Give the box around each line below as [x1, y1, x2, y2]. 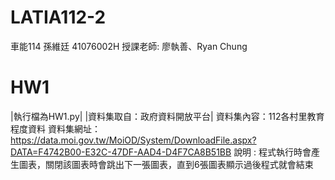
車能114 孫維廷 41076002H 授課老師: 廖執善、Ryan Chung [10, 40, 248, 52]
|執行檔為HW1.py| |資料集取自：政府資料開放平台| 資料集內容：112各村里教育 [10, 110, 325, 122]
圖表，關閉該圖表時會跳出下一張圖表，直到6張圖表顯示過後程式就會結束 [18, 158, 314, 170]
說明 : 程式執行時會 [233, 146, 312, 158]
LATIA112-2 [10, 6, 107, 29]
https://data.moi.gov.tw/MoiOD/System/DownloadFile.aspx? [10, 134, 257, 146]
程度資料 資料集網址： [10, 122, 101, 135]
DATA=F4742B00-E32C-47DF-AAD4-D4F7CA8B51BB [10, 146, 232, 158]
